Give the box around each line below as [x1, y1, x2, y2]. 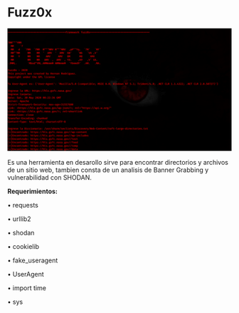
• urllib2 [7, 215, 31, 223]
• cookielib [7, 242, 40, 250]
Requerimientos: [7, 187, 58, 195]
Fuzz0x [7, 4, 53, 21]
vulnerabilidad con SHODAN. [7, 173, 92, 182]
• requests [7, 200, 39, 209]
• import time [7, 283, 46, 292]
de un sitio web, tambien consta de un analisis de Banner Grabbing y [7, 165, 209, 174]
